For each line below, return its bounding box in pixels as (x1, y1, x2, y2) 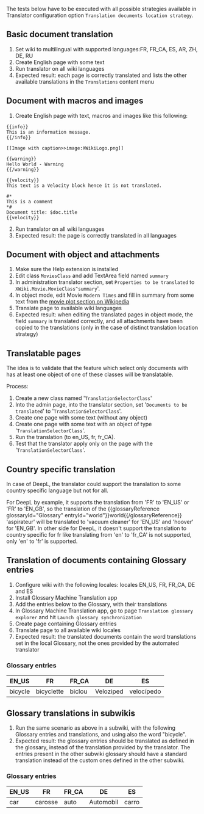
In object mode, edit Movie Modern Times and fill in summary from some (15, 291, 194, 299)
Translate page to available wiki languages (15, 305, 122, 312)
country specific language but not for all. (6, 487, 108, 494)
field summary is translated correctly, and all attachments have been (15, 318, 183, 325)
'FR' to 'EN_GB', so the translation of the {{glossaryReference (6, 505, 160, 512)
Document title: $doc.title (6, 209, 78, 216)
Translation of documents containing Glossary (6, 555, 187, 565)
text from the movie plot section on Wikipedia (15, 298, 130, 305)
